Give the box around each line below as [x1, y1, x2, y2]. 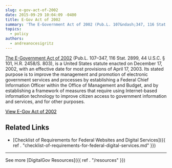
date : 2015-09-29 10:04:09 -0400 [5, 12, 77, 17]
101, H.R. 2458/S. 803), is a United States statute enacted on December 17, [5, 60, 163, 67]
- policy [10, 31, 29, 36]
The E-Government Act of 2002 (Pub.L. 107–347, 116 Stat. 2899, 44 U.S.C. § [5, 55, 165, 61]
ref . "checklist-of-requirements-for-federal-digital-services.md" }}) [12, 142, 156, 149]
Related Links [5, 123, 50, 132]
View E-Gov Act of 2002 [5, 108, 57, 114]
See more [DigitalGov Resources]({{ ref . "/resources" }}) [5, 157, 125, 163]
